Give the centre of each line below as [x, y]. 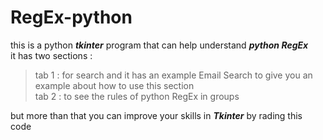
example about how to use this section [114, 85]
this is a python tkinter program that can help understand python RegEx [159, 45]
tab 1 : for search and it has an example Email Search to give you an [173, 75]
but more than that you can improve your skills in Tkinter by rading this [156, 115]
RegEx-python [71, 17]
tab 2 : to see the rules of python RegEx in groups [137, 96]
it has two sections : [51, 55]
